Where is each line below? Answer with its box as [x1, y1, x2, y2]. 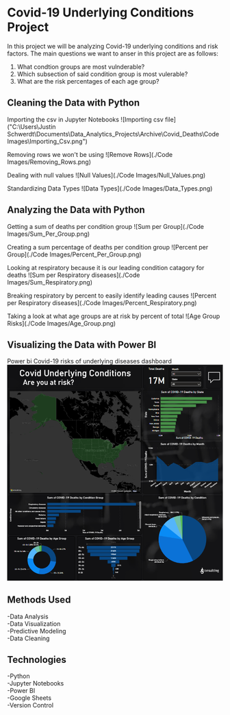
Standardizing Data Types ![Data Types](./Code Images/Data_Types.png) [7, 184, 213, 193]
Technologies [7, 653, 67, 666]
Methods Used [7, 594, 71, 606]
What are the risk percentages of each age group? [16, 77, 159, 85]
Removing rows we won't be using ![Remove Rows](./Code [7, 150, 173, 158]
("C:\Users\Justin [7, 122, 56, 131]
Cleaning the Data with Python [7, 97, 140, 109]
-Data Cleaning [7, 634, 50, 642]
